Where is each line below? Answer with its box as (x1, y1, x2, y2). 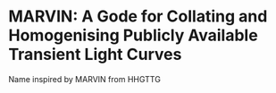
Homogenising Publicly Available (8, 25, 258, 46)
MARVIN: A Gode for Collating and (8, 6, 268, 27)
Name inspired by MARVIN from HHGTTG (8, 73, 162, 84)
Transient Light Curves (8, 45, 182, 64)
